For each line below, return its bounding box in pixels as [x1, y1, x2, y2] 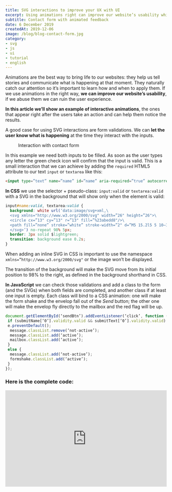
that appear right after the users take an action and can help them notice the [5, 112, 166, 118]
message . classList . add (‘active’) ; [10, 333, 83, 338]
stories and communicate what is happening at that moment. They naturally [5, 80, 165, 86]
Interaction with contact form [18, 142, 79, 149]
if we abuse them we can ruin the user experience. [5, 96, 113, 102]
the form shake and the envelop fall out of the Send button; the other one [5, 298, 160, 304]
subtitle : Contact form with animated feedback [5, 17, 109, 22]
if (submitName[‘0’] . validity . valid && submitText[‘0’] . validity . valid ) [7, 318, 166, 323]
